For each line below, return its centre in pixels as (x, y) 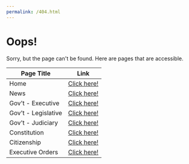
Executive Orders (34, 152)
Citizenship (25, 142)
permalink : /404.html (34, 12)
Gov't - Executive (34, 103)
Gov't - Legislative (36, 113)
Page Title (36, 73)
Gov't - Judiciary (34, 122)
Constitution (27, 132)
